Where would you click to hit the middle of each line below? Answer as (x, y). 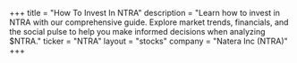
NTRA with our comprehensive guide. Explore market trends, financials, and (149, 22)
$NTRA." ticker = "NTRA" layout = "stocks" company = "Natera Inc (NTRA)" (148, 41)
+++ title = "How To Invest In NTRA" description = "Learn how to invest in (144, 13)
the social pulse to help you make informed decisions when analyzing (137, 31)
